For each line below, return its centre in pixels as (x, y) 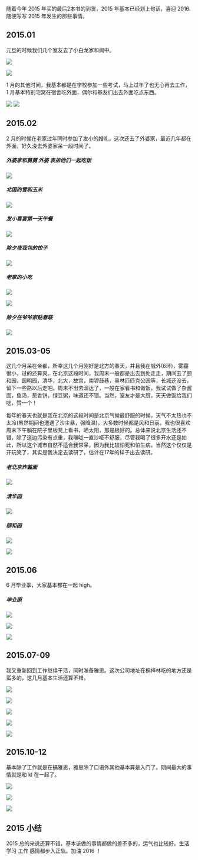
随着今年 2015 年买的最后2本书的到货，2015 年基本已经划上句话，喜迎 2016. (98, 9)
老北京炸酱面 (22, 467)
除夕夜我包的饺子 (27, 248)
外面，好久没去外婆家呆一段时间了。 (50, 146)
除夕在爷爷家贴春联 (29, 318)
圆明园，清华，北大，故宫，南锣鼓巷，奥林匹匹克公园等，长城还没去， (107, 381)
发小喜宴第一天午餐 (29, 219)
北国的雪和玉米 (24, 190)
